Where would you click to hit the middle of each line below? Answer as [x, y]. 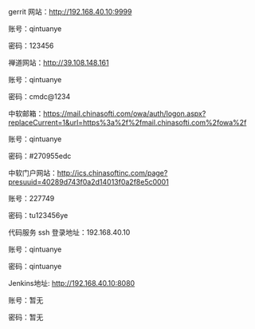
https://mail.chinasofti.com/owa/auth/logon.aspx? [125, 113]
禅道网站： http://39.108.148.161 [59, 63]
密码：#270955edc [40, 156]
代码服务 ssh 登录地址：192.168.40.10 [69, 232]
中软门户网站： [33, 173]
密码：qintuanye [35, 266]
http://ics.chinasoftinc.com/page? [112, 173]
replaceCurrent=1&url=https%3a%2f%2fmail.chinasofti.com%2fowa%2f [127, 123]
